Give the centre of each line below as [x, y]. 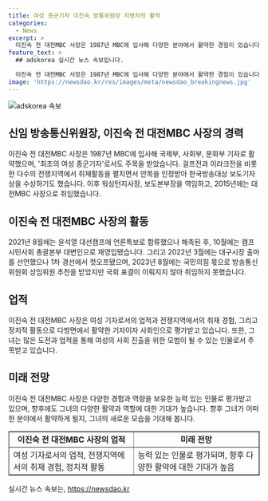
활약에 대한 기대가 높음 [195, 467]
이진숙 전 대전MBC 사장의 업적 [71, 440]
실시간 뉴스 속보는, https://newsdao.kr [69, 488]
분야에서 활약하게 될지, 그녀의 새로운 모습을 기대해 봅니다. [106, 418]
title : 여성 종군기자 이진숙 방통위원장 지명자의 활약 [85, 16]
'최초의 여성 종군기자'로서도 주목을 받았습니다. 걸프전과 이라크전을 [140, 164]
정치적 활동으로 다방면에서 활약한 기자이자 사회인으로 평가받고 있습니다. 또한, [128, 330]
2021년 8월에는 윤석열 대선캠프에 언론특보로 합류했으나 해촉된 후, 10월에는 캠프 [132, 242]
